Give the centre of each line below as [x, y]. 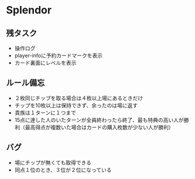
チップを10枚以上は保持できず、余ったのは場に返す [76, 105]
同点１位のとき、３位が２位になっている [63, 170]
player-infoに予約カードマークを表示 [59, 55]
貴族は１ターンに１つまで [45, 113]
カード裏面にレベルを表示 [45, 63]
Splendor [29, 10]
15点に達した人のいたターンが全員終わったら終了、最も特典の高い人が [99, 120]
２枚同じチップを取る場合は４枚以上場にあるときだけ [79, 98]
